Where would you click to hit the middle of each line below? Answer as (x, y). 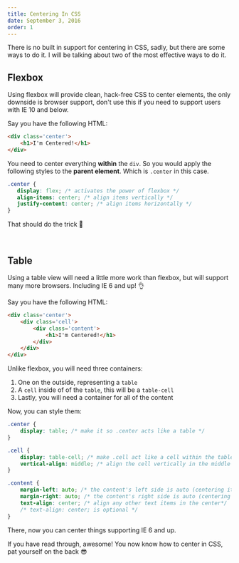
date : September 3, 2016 (44, 21)
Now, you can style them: (44, 411)
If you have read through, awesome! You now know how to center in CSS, (115, 544)
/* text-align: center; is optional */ (79, 510)
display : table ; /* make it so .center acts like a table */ (112, 431)
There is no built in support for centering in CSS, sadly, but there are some (116, 48)
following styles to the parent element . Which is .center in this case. (108, 171)
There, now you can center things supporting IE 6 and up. (92, 530)
